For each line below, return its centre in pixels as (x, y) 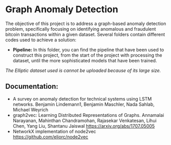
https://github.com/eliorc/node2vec (50, 137)
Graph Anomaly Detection (62, 9)
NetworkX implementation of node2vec (54, 131)
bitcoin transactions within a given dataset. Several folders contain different (85, 34)
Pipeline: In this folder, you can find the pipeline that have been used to (88, 50)
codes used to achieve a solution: (41, 40)
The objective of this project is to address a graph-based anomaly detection (86, 23)
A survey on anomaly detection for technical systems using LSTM (82, 99)
